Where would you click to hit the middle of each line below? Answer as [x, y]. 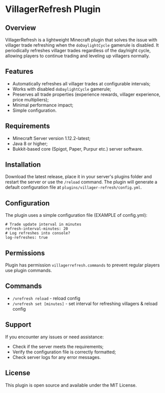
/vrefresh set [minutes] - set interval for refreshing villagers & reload [85, 303]
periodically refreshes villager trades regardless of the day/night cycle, [78, 50]
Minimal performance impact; [43, 105]
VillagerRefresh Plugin [53, 9]
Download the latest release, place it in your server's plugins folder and [78, 177]
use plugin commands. [29, 271]
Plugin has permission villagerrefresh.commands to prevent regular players [82, 265]
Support [18, 325]
